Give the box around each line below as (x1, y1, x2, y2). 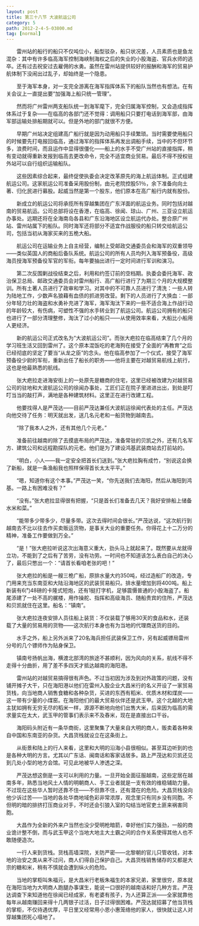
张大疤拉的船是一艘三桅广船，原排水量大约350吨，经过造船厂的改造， (16, 572, 187, 579)
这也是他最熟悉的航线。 (6, 364, 63, 371)
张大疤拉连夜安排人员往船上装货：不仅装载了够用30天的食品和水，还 (16, 614, 184, 621)
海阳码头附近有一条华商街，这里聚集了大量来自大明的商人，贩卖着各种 (16, 724, 188, 731)
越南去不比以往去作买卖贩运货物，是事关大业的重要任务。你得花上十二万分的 (6, 524, 193, 532)
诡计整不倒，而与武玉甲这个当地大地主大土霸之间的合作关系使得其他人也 (11, 829, 188, 836)
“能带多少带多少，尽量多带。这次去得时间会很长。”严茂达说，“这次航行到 (16, 517, 192, 524)
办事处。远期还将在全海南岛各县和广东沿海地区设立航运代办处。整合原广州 (6, 215, 188, 222)
